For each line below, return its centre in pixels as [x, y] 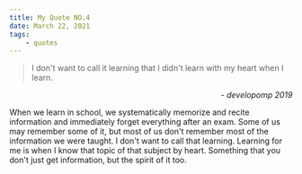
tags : [19, 34]
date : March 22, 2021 [50, 26]
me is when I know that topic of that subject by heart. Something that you [145, 151]
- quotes [42, 43]
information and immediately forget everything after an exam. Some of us [145, 122]
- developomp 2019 [257, 95]
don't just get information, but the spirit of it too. [98, 160]
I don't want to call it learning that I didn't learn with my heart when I [157, 68]
